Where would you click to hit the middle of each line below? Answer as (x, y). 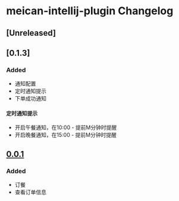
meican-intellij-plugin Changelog (90, 11)
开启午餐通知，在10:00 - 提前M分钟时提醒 (66, 128)
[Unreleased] (31, 33)
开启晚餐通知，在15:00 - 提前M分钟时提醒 (66, 135)
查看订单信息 (30, 192)
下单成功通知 (30, 99)
